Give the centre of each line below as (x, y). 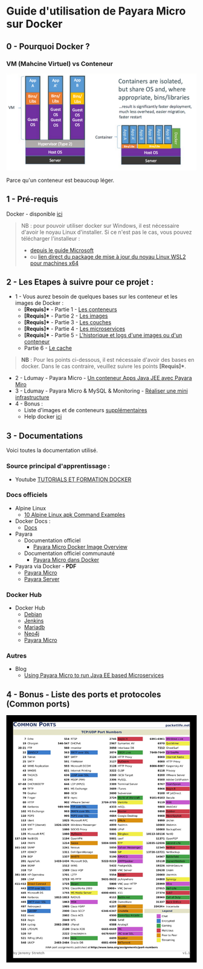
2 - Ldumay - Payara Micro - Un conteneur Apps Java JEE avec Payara (103, 378)
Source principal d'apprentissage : (58, 466)
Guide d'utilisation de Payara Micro (96, 11)
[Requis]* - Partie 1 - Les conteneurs (70, 310)
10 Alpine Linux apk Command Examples (75, 514)
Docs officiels (27, 495)
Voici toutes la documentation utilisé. (52, 450)
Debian (33, 614)
